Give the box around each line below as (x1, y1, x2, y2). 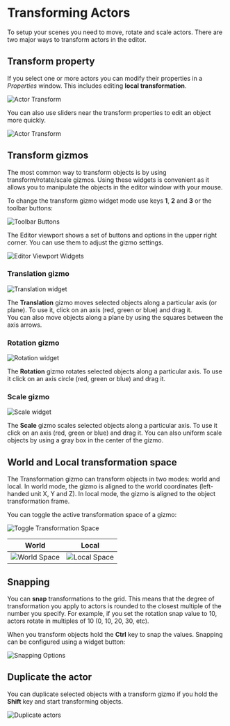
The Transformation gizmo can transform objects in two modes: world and (7, 475, 220, 484)
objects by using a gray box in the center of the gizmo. (7, 436, 164, 445)
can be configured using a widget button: (7, 638, 126, 646)
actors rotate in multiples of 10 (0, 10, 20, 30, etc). (7, 617, 149, 625)
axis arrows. (7, 320, 42, 329)
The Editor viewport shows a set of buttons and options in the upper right (7, 231, 217, 239)
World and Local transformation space (7, 456, 177, 468)
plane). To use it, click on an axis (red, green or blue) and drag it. (7, 305, 192, 314)
